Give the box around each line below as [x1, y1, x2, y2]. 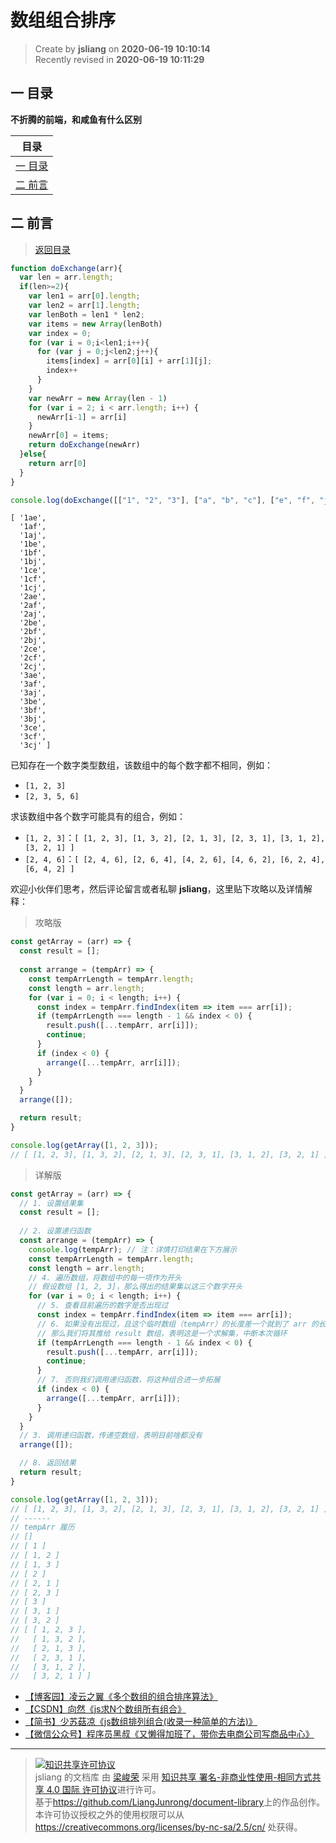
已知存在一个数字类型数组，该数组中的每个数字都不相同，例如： [10, 759, 273, 771]
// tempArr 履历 [10, 1522, 75, 1533]
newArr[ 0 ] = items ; [28, 431, 110, 441]
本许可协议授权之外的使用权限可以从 [34, 1809, 185, 1821]
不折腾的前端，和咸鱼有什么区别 [10, 113, 142, 125]
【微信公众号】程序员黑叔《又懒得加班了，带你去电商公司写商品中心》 [24, 1728, 315, 1740]
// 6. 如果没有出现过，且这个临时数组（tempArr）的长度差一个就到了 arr [36, 1319, 307, 1329]
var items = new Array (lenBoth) [28, 319, 163, 329]
